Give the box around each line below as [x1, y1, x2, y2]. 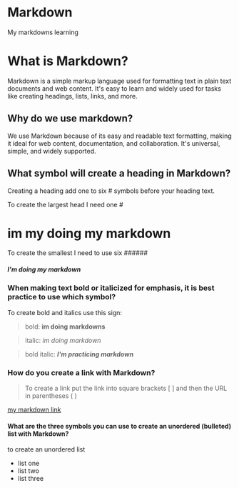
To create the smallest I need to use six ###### [7, 249, 148, 257]
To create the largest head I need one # [7, 200, 123, 209]
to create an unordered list [7, 445, 86, 454]
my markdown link [7, 405, 61, 414]
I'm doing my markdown [7, 265, 81, 274]
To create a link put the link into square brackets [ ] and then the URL [24, 384, 228, 393]
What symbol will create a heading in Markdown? [7, 167, 231, 179]
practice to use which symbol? [7, 292, 116, 302]
